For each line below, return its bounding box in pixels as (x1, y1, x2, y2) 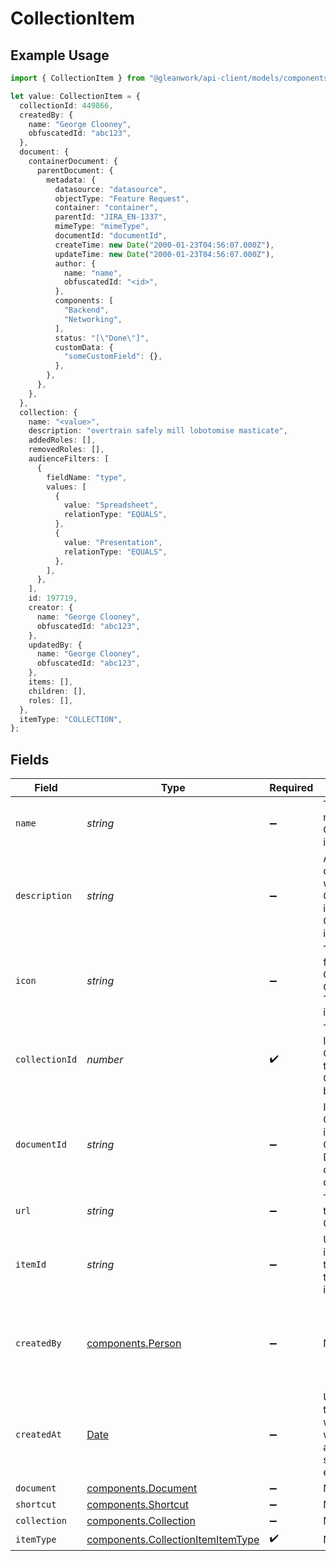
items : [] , (28, 677, 74, 687)
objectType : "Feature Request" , (54, 193, 190, 204)
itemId (15, 1259, 47, 1271)
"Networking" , (63, 314, 123, 324)
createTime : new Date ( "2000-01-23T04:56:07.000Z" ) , (54, 240, 275, 250)
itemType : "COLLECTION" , (19, 714, 123, 724)
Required (269, 781, 314, 795)
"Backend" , (63, 305, 110, 315)
